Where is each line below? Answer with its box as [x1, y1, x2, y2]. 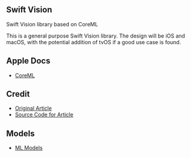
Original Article [14, 104, 52, 112]
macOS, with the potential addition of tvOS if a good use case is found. [6, 38, 181, 45]
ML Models [14, 144, 43, 152]
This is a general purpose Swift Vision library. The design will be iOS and [6, 32, 186, 39]
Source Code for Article [14, 111, 74, 118]
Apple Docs [6, 56, 51, 66]
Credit [6, 89, 30, 99]
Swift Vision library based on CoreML [6, 20, 98, 27]
